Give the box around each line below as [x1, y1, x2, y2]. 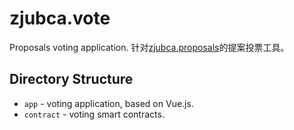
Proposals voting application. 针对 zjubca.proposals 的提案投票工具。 [9, 41, 290, 53]
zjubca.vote [9, 7, 111, 30]
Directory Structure [9, 71, 134, 88]
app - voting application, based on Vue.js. [23, 97, 194, 109]
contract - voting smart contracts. [23, 108, 165, 120]
